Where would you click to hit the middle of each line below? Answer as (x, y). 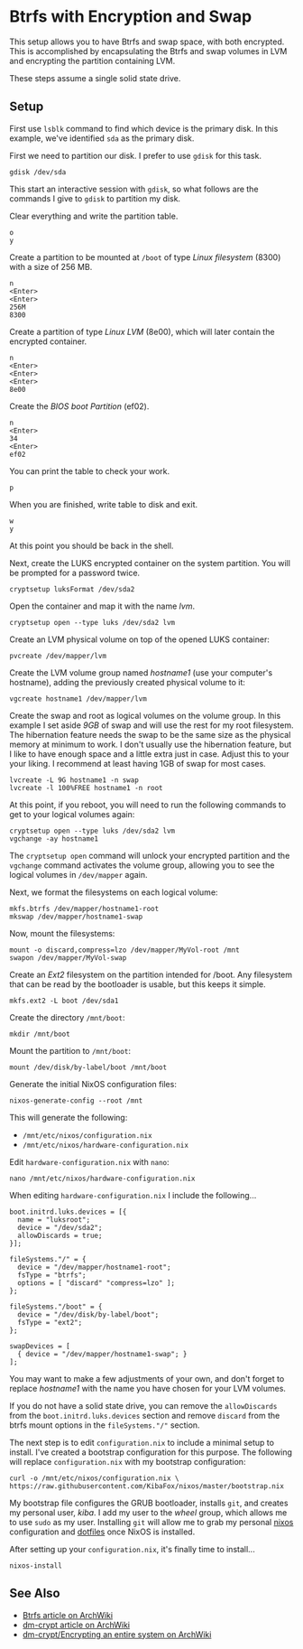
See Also (35, 1593)
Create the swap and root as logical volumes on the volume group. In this (145, 715)
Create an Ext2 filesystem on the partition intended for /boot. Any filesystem (151, 974)
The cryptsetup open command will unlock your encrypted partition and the (150, 855)
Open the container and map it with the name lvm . (102, 606)
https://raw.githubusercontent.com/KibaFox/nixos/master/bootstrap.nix (147, 1486)
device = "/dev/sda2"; (60, 1227)
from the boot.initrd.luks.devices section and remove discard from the (145, 1415)
